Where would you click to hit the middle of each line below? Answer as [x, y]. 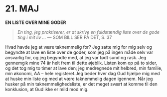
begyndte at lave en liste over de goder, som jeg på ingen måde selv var [79, 52]
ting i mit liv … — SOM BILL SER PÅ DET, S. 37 [65, 37]
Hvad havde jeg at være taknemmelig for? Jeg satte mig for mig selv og [79, 47]
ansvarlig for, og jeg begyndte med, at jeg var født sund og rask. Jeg [76, 57]
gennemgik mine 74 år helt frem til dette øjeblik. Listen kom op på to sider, [81, 63]
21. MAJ [22, 9]
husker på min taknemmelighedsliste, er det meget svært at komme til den [82, 84]
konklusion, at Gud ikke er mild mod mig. [47, 89]
